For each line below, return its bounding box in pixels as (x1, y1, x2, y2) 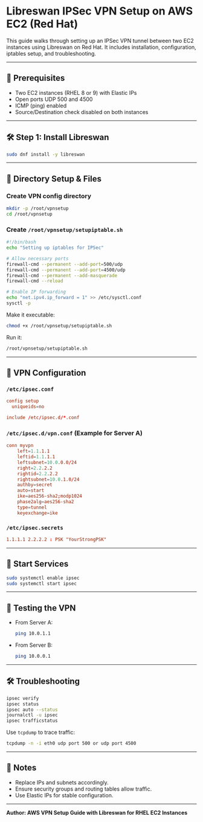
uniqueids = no (11, 403, 45, 410)
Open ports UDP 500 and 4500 (14, 95, 93, 103)
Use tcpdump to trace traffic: (6, 729, 76, 736)
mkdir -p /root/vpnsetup (6, 205, 69, 212)
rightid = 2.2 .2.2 (17, 470, 59, 477)
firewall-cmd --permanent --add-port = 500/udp (6, 261, 123, 267)
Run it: (6, 333, 22, 341)
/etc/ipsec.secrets (6, 524, 63, 531)
